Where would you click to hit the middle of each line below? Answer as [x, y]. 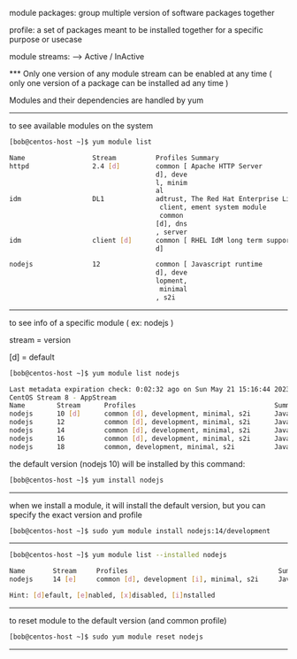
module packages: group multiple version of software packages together [142, 13]
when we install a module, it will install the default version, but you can [137, 505]
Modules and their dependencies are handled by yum [107, 100]
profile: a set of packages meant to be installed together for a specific [136, 30]
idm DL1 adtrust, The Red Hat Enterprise [144, 199]
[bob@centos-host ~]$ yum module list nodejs [94, 373]
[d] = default [32, 357]
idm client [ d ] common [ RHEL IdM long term [136, 240]
